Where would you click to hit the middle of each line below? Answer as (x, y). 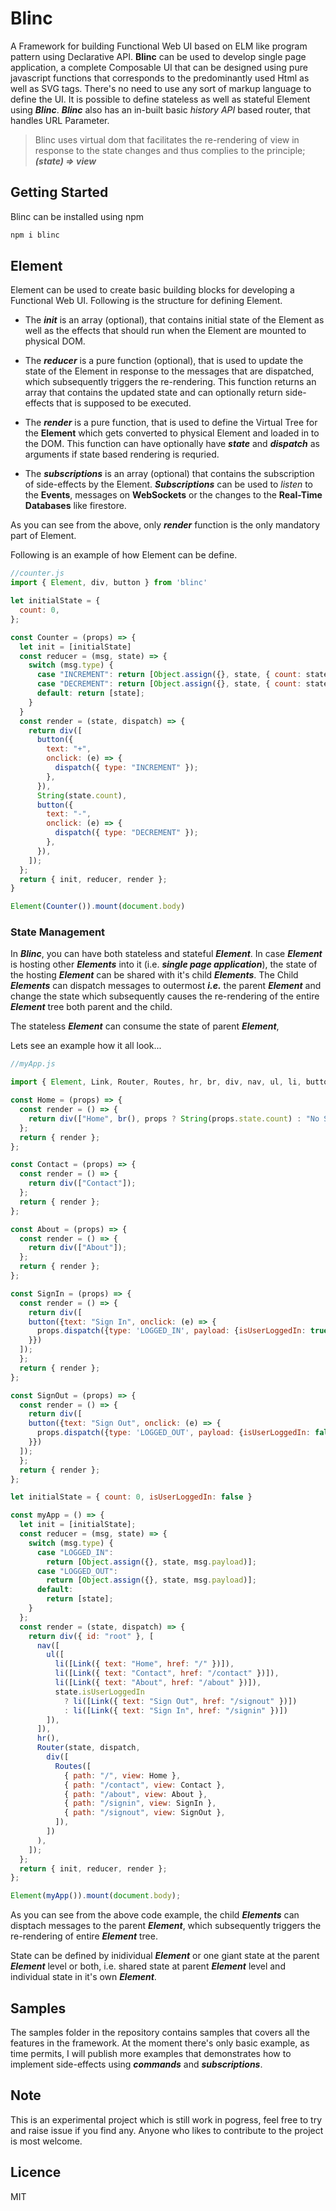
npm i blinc (35, 235)
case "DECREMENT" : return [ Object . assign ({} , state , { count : (169, 684)
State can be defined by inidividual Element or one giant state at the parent (165, 1956)
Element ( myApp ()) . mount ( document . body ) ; (96, 1896)
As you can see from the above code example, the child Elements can (155, 1915)
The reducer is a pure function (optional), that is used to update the (164, 361)
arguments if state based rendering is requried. (122, 454)
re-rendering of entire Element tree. (84, 1936)
